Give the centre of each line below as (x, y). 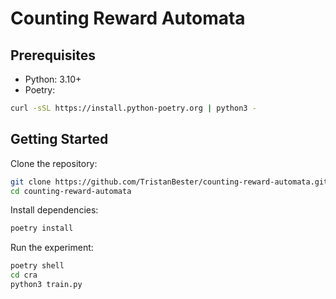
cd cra (24, 275)
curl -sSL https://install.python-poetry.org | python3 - (133, 108)
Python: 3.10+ (53, 79)
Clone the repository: (54, 163)
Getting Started (59, 139)
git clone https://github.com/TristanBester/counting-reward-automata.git (169, 182)
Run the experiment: (52, 248)
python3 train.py (46, 285)
